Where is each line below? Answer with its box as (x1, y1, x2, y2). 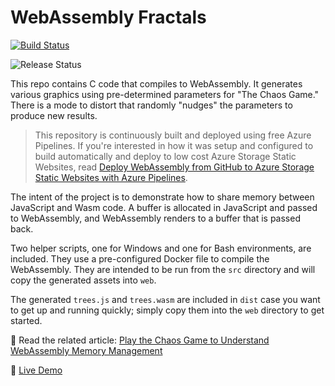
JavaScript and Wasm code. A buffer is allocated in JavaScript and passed (10, 201, 318, 213)
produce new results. (10, 109, 98, 121)
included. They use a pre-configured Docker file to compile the (10, 252, 270, 265)
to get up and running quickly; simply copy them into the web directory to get (10, 304, 325, 316)
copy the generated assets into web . (10, 274, 157, 286)
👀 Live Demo (10, 364, 63, 376)
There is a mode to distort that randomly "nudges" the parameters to (10, 99, 293, 111)
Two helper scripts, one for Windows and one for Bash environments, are (10, 242, 312, 254)
